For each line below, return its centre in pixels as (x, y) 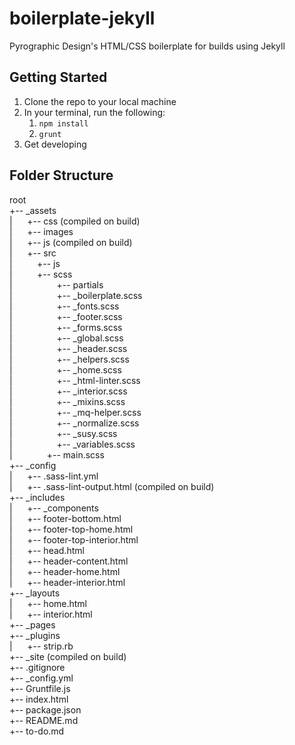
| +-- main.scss (57, 454)
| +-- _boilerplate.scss (76, 295)
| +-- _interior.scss (68, 391)
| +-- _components (54, 508)
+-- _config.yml (41, 678)
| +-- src (33, 253)
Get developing (55, 144)
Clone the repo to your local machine (100, 101)
